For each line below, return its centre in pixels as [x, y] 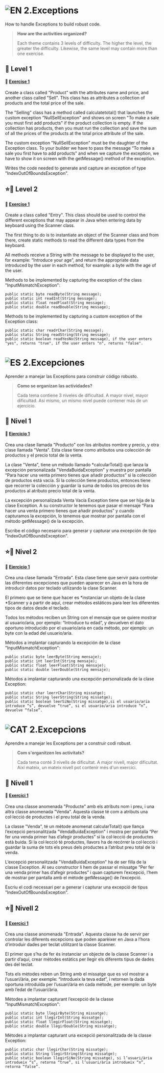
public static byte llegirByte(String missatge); [57, 1014]
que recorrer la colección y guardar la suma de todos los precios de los [77, 485]
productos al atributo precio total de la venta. [50, 490]
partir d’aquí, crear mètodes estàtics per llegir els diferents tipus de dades [80, 959]
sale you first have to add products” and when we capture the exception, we [82, 153]
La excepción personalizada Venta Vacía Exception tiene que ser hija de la [80, 500]
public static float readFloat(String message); [56, 303]
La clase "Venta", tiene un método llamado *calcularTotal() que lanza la [77, 464]
